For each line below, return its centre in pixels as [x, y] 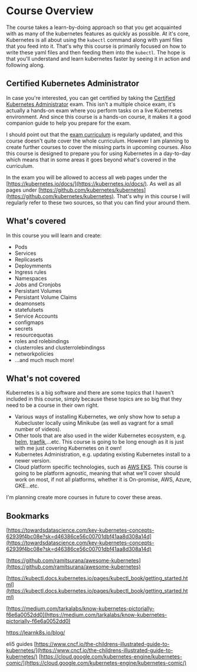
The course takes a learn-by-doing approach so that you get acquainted [94, 27]
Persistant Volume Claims [46, 297]
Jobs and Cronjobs [38, 285]
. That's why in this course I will [152, 196]
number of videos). [38, 429]
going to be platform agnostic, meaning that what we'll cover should [97, 473]
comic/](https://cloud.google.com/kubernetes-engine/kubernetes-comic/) [96, 663]
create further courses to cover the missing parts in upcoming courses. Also [99, 147]
